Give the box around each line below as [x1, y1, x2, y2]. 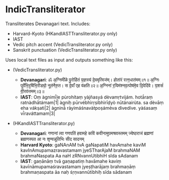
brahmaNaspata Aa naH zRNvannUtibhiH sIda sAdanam [20, 152, 138, 158]
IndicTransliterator [5, 4, 86, 15]
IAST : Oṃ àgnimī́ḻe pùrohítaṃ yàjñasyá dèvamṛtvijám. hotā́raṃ [20, 94, 153, 100]
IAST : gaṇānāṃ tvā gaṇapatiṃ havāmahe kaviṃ [20, 158, 121, 164]
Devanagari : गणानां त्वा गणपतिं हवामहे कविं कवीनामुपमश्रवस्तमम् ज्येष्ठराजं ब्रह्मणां [20, 130, 154, 136]
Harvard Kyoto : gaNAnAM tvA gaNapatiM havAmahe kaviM [20, 142, 146, 148]
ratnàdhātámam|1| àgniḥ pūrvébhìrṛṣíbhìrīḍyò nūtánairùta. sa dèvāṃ [20, 99, 164, 106]
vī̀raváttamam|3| [20, 110, 55, 116]
